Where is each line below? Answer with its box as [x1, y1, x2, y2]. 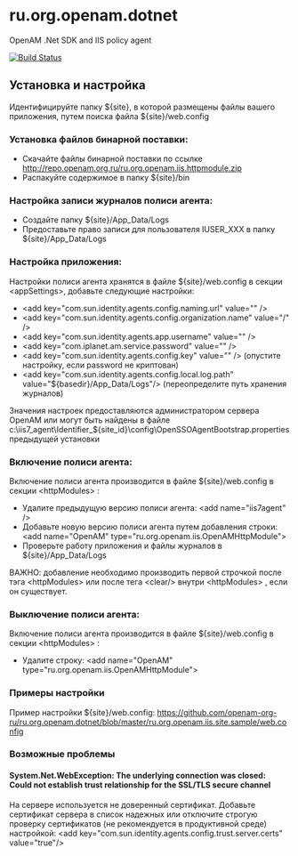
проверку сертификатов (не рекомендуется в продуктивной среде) [9, 818, 267, 828]
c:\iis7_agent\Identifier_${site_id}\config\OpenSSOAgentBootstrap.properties [9, 424, 290, 434]
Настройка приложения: [9, 255, 123, 268]
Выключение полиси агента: [9, 608, 141, 620]
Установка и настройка [9, 77, 146, 93]
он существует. [9, 585, 68, 596]
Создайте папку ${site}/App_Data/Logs [21, 214, 169, 225]
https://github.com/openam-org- [157, 707, 278, 717]
